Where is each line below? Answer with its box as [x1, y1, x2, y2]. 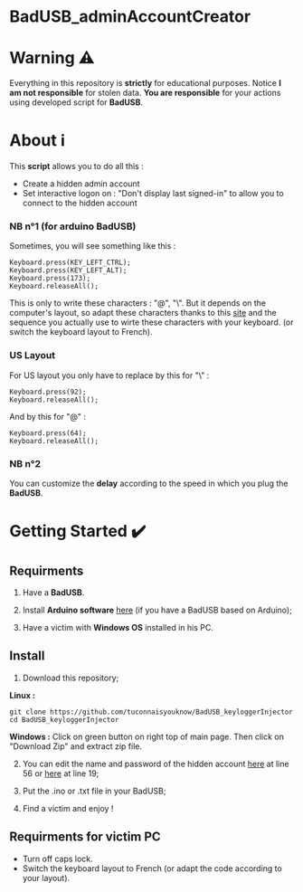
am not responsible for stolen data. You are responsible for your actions [9, 88, 281, 99]
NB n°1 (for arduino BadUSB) [9, 220, 137, 232]
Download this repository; [22, 672, 119, 683]
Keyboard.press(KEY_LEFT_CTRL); [9, 258, 131, 268]
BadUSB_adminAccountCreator [9, 6, 251, 27]
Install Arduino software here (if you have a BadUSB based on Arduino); [22, 604, 292, 615]
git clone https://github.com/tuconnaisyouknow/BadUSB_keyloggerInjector [9, 707, 294, 716]
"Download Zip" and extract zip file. [9, 740, 143, 752]
